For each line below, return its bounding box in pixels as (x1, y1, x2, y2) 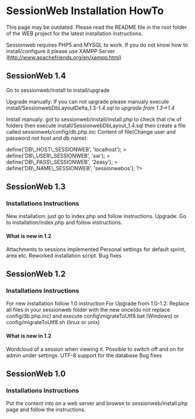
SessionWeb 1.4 (6, 71, 67, 81)
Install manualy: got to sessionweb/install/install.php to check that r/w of (6, 116, 182, 123)
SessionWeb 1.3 (6, 182, 66, 192)
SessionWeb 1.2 (6, 269, 66, 279)
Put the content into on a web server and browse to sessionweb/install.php (6, 400, 188, 407)
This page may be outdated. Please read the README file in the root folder (6, 24, 187, 31)
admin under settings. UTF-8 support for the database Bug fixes (6, 352, 162, 359)
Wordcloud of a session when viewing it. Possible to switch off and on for (6, 345, 184, 352)
